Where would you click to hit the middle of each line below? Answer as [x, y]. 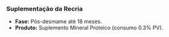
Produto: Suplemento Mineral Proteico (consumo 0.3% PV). [89, 28]
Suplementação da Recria [45, 9]
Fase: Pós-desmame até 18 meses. [58, 22]
